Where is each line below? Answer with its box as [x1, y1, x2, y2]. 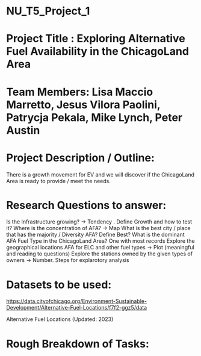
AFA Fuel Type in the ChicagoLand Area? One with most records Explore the [6, 237, 195, 245]
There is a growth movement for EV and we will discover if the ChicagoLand [6, 170, 194, 178]
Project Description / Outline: [6, 151, 155, 164]
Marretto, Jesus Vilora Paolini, [6, 98, 161, 111]
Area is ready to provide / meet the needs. [6, 177, 111, 184]
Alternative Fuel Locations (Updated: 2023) [6, 316, 114, 323]
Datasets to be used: [6, 278, 112, 292]
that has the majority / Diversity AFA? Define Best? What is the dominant [6, 231, 185, 239]
